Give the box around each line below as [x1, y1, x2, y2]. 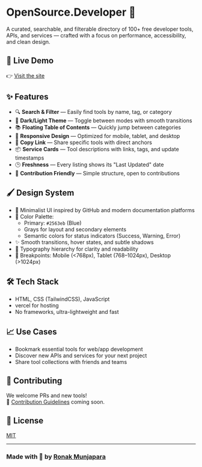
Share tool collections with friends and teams [14, 359, 127, 365]
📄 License [6, 416, 44, 426]
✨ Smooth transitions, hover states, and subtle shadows [14, 239, 155, 246]
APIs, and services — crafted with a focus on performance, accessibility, [6, 31, 186, 39]
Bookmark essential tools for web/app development [14, 346, 143, 353]
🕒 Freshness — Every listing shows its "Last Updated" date [14, 161, 164, 168]
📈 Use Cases [6, 327, 57, 337]
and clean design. [6, 38, 50, 45]
